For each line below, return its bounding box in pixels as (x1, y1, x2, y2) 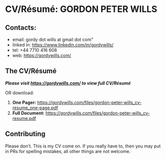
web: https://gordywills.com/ (12, 52, 71, 58)
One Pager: (12, 99, 36, 105)
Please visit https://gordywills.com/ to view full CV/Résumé (5, 80, 131, 86)
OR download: (5, 90, 34, 96)
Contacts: (5, 23, 37, 32)
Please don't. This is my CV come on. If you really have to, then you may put (5, 143, 161, 149)
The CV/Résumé (5, 67, 57, 75)
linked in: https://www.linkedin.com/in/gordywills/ (12, 42, 114, 48)
